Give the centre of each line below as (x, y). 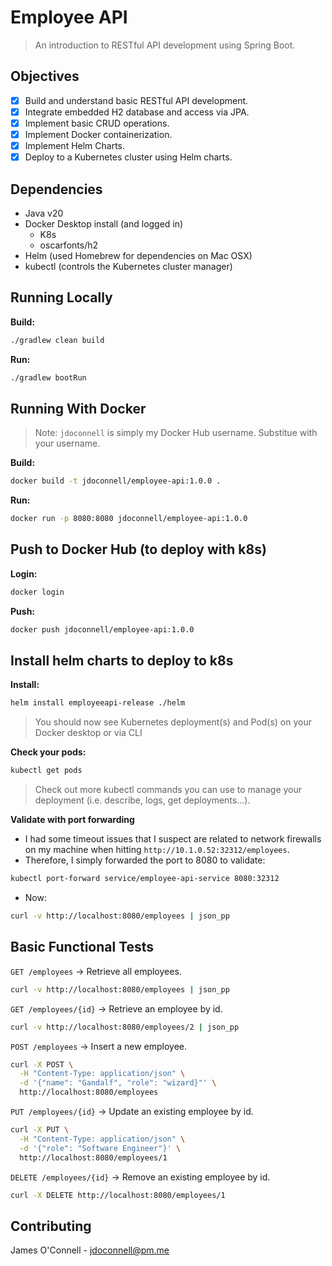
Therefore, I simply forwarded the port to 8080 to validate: (145, 860)
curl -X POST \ (42, 1064)
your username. (67, 443)
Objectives (45, 76)
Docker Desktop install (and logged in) (104, 223)
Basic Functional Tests (82, 947)
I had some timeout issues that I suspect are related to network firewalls (173, 839)
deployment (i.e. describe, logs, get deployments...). (142, 800)
